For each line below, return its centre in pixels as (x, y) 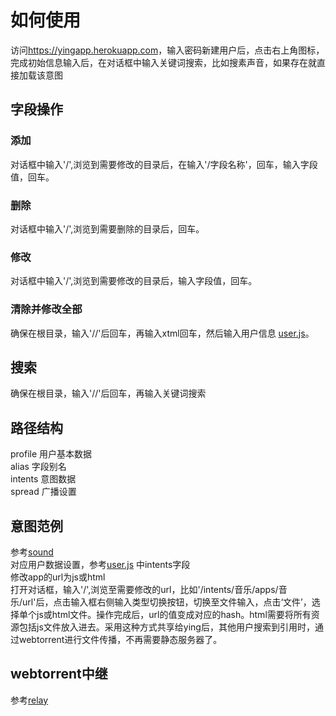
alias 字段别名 (38, 467)
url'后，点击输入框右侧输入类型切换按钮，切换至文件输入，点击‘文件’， (167, 602)
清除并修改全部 (46, 309)
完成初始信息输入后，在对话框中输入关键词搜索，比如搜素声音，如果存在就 (163, 62)
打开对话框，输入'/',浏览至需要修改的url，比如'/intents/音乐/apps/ (144, 589)
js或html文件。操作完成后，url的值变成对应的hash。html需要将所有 (174, 614)
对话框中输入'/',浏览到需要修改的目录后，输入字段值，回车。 (134, 281)
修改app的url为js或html (58, 577)
